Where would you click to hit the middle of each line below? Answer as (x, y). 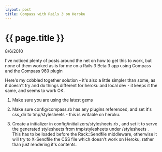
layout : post (18, 9)
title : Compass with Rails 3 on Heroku (45, 14)
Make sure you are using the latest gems (52, 100)
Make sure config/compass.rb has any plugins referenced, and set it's (82, 109)
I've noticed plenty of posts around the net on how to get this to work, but (78, 61)
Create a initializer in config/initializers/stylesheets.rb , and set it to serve (85, 124)
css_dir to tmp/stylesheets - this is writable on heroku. (66, 115)
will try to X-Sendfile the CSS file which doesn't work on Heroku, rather (83, 139)
